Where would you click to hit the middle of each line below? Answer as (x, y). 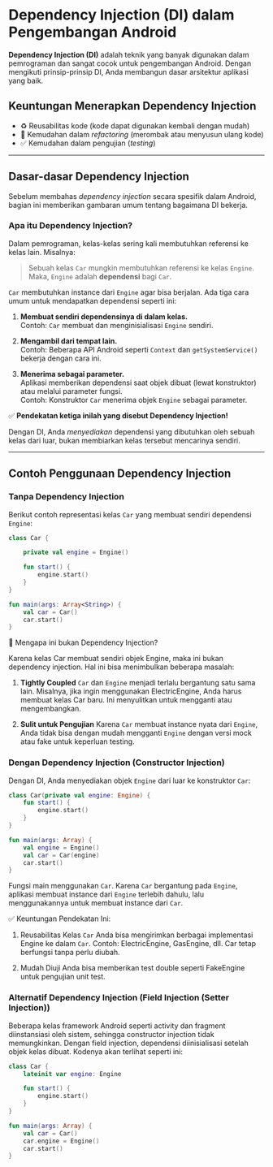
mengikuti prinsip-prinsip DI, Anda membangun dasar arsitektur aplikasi (129, 71)
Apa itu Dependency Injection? (71, 226)
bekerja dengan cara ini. (61, 358)
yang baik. (26, 80)
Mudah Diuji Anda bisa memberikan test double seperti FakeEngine (132, 968)
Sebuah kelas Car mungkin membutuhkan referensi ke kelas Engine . (141, 268)
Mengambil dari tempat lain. (69, 341)
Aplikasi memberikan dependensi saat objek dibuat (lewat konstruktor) (139, 383)
